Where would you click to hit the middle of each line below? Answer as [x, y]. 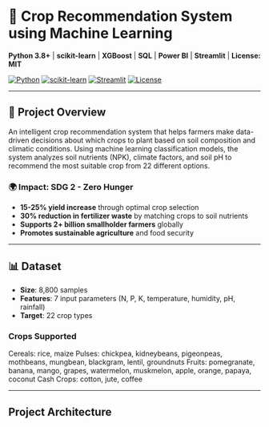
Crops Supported [43, 336]
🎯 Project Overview [57, 113]
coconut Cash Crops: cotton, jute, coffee [75, 379]
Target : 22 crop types [56, 315]
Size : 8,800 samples [54, 290]
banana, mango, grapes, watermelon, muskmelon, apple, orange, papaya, [130, 371]
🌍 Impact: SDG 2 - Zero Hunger [71, 187]
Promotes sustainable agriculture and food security [107, 233]
